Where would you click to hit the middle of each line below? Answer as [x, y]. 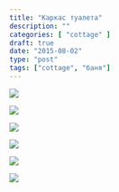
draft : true [32, 43]
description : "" [40, 26]
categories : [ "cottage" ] [60, 34]
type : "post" [34, 59]
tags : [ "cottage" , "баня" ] [60, 69]
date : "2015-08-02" [46, 51]
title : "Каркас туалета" [56, 18]
